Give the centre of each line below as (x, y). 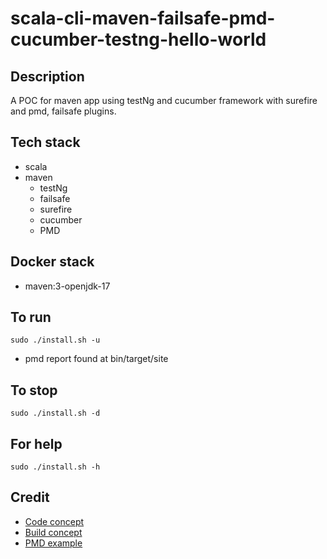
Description (47, 76)
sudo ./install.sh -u (55, 340)
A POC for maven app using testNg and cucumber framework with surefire (164, 100)
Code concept (54, 521)
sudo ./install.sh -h (55, 467)
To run (31, 317)
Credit (30, 497)
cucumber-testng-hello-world (138, 39)
